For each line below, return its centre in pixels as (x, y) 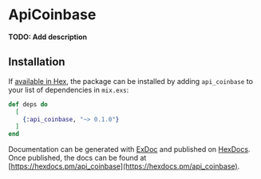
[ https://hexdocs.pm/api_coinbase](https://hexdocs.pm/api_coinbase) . (124, 166)
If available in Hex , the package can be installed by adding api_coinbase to (131, 81)
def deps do (28, 104)
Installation (37, 62)
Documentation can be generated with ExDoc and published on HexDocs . (129, 149)
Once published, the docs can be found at (77, 158)
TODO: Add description (48, 37)
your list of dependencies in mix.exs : (69, 89)
